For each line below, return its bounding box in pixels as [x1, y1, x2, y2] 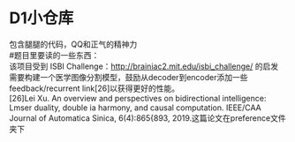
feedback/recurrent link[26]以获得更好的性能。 [9, 83, 180, 93]
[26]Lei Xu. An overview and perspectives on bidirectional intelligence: [9, 93, 267, 103]
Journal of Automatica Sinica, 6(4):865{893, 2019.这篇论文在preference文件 [9, 112, 286, 123]
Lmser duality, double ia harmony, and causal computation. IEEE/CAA [9, 102, 262, 113]
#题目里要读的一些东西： [9, 49, 100, 60]
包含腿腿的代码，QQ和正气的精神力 [9, 39, 138, 49]
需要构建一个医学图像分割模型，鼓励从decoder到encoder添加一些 [9, 71, 248, 82]
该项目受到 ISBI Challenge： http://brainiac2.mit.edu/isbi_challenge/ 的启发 [9, 61, 279, 71]
